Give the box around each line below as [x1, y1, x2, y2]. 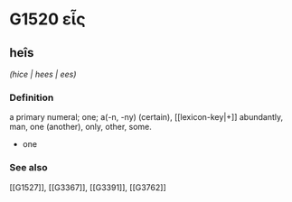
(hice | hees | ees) [9, 69, 77, 79]
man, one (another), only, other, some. [9, 122, 152, 133]
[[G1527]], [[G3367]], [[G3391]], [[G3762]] [9, 181, 166, 193]
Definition [9, 91, 54, 104]
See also [9, 161, 48, 174]
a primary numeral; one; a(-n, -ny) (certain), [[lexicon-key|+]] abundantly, [9, 112, 284, 123]
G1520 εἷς [9, 9, 86, 30]
